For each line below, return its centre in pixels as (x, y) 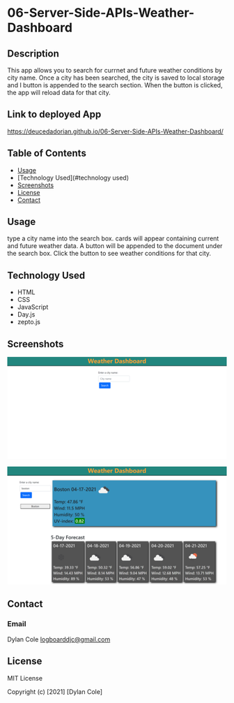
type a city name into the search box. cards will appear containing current (113, 238)
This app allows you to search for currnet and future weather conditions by (115, 70)
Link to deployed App (54, 114)
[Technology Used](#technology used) (73, 177)
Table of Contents (47, 153)
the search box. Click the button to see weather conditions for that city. (109, 254)
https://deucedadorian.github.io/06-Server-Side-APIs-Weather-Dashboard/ (116, 131)
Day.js (26, 314)
